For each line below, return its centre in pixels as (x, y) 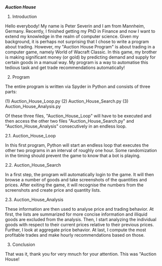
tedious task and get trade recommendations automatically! (65, 67)
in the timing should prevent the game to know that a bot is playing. (73, 155)
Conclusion (23, 244)
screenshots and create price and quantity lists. (53, 190)
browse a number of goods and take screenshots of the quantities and (76, 180)
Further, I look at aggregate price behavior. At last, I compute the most (76, 230)
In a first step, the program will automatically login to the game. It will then (80, 175)
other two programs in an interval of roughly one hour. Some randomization (81, 150)
